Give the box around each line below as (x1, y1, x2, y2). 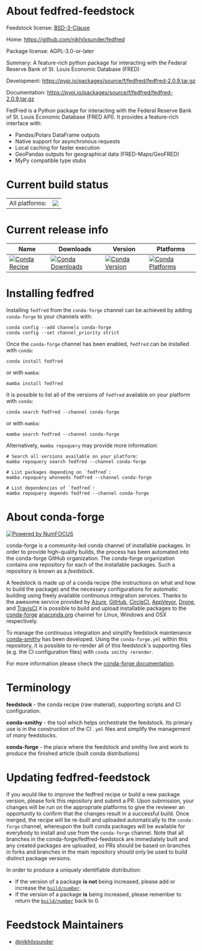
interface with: (6, 119, 42, 127)
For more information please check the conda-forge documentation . (6, 660, 176, 667)
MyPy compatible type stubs (14, 156, 87, 164)
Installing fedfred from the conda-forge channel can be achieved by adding (6, 306, 192, 313)
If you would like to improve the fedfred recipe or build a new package (6, 790, 180, 798)
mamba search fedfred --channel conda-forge (6, 431, 120, 437)
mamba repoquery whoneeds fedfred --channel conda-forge (6, 474, 152, 481)
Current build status (6, 178, 109, 192)
